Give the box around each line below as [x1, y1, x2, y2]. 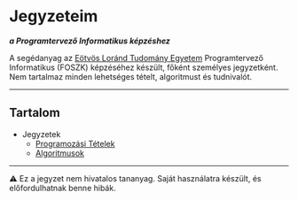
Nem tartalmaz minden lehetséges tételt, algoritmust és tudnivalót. [9, 71, 253, 81]
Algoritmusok [35, 148, 85, 158]
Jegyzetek [21, 128, 61, 139]
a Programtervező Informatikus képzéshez [9, 35, 171, 46]
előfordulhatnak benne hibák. [9, 182, 117, 193]
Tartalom [9, 105, 60, 120]
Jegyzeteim [9, 6, 98, 27]
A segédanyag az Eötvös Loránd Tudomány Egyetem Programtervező [9, 52, 264, 63]
